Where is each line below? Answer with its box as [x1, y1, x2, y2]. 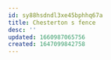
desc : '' [8, 26, 37, 34]
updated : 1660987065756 [8, 33, 86, 41]
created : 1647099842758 [8, 41, 86, 48]
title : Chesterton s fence [8, 19, 96, 26]
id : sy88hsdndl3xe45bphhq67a [8, 11, 103, 19]
